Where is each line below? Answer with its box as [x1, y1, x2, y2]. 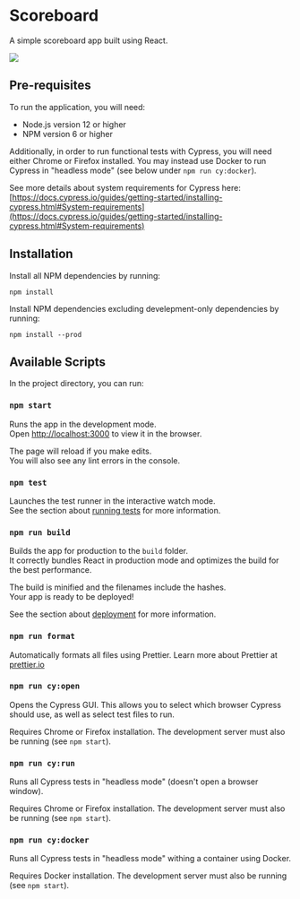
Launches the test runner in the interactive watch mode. [9, 495, 217, 506]
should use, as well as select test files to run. [9, 709, 175, 720]
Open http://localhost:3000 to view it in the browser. [9, 428, 202, 439]
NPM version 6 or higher [21, 128, 114, 139]
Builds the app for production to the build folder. [9, 546, 189, 557]
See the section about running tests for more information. [9, 505, 221, 515]
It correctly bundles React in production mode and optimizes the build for [9, 555, 279, 566]
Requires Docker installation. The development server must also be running [9, 870, 287, 881]
